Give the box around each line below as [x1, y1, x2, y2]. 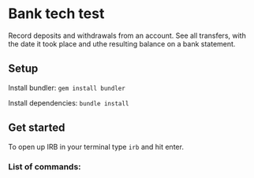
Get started [8, 121, 65, 135]
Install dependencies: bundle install [8, 98, 129, 107]
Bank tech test [8, 5, 105, 23]
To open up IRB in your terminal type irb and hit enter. [8, 142, 184, 151]
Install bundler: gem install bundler [8, 83, 126, 92]
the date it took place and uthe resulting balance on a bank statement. [8, 39, 236, 48]
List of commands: [8, 161, 81, 172]
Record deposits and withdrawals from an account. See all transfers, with [8, 31, 246, 40]
